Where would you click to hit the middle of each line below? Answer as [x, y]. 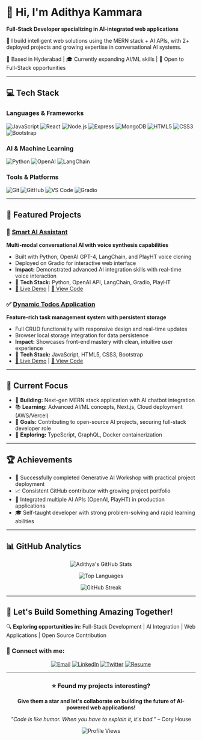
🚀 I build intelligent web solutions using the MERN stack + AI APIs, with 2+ [98, 40]
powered [78, 707]
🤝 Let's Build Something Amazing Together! [90, 612]
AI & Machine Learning [40, 148]
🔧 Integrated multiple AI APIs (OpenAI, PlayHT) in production [90, 499]
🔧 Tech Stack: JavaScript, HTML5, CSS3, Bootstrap [79, 355]
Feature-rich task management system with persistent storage [86, 317]
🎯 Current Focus [37, 386]
